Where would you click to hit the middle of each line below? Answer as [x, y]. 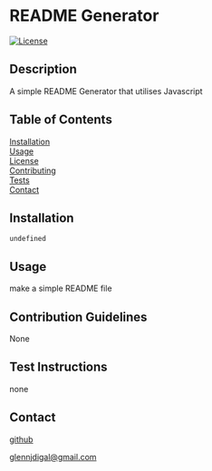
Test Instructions [58, 367]
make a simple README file [61, 288]
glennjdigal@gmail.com [53, 457]
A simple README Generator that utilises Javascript [106, 91]
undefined [28, 239]
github [21, 439]
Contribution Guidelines [78, 317]
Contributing [33, 170]
